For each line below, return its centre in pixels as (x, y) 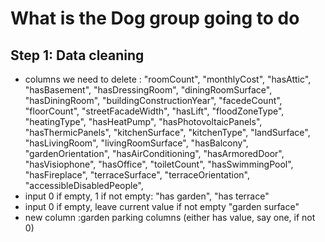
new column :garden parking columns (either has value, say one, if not (170, 217)
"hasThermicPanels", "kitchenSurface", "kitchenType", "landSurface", (167, 132)
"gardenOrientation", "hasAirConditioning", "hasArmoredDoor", (154, 153)
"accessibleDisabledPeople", (84, 185)
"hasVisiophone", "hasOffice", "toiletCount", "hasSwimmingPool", (159, 164)
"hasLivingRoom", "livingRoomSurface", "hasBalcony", (136, 143)
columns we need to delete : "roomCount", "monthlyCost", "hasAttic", (168, 79)
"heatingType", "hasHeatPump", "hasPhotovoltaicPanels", (143, 121)
